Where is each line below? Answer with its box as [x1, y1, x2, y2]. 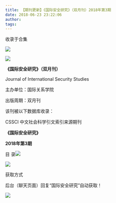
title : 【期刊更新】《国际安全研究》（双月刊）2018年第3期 [5, 7, 111, 13]
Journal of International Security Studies [5, 76, 89, 82]
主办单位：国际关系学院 [5, 87, 54, 93]
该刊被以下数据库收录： [5, 108, 54, 114]
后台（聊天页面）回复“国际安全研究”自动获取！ [5, 182, 102, 188]
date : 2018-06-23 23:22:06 [5, 12, 62, 17]
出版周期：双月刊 [5, 97, 41, 104]
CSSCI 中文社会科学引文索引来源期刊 [5, 119, 82, 125]
